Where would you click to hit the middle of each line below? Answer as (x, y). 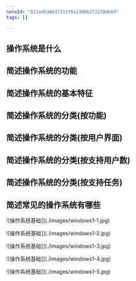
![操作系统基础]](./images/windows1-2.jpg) (58, 233)
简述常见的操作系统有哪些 (53, 205)
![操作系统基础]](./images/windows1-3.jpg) (58, 246)
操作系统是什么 (34, 48)
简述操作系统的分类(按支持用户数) (68, 160)
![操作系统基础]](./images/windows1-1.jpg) (58, 221)
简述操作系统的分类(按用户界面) (64, 138)
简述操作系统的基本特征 (49, 93)
